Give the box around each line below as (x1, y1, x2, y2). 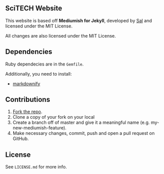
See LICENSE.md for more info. (5, 164, 67, 170)
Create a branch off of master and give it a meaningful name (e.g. (12, 119, 150, 126)
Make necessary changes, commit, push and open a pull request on (12, 130, 155, 136)
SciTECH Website (5, 4, 62, 13)
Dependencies (5, 48, 52, 56)
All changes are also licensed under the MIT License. (5, 32, 116, 39)
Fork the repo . (12, 109, 43, 115)
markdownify (12, 81, 41, 87)
